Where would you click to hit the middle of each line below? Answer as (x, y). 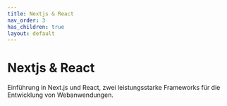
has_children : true (36, 27)
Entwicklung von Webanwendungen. (61, 95)
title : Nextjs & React (41, 14)
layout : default (31, 33)
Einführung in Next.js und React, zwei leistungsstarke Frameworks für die (114, 88)
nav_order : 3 (26, 20)
